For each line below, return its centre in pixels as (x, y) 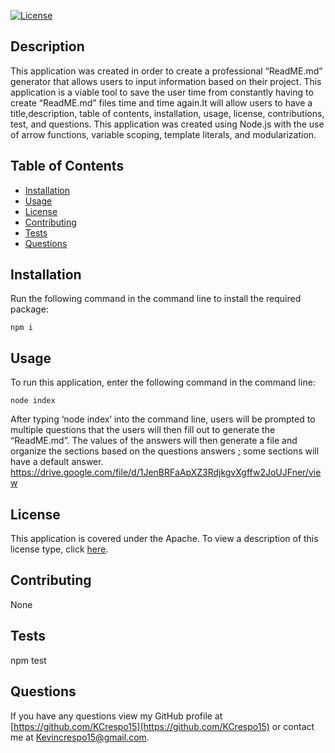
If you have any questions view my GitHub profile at (116, 716)
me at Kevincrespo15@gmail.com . (80, 737)
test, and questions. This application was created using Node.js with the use (167, 124)
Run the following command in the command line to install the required (156, 299)
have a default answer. (57, 462)
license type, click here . (59, 549)
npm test (28, 660)
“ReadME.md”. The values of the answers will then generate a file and (154, 441)
